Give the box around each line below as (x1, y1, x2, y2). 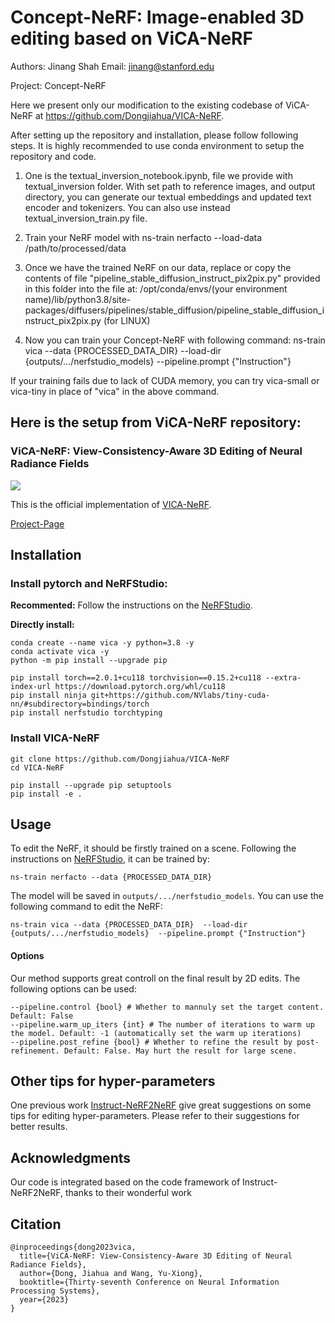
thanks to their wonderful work (64, 1187, 192, 1199)
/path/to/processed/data (24, 242, 127, 254)
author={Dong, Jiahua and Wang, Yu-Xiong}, (19, 1269, 203, 1279)
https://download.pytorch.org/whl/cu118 (54, 682, 226, 692)
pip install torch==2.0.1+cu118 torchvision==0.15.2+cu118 (10, 673, 262, 683)
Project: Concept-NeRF (10, 79, 107, 91)
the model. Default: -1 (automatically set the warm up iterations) (10, 1028, 302, 1038)
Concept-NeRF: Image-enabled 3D (10, 6, 305, 29)
